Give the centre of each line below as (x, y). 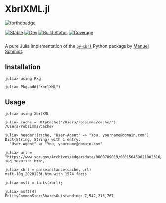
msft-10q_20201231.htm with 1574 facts (46, 174)
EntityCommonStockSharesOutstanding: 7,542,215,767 (59, 196)
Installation (23, 67)
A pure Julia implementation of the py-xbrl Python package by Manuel (77, 46)
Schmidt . (14, 51)
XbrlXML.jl (28, 9)
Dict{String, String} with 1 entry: (43, 139)
